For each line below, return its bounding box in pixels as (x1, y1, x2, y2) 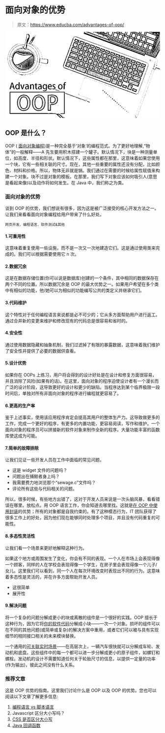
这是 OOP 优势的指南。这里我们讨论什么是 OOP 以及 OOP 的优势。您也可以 (5, 687, 157, 694)
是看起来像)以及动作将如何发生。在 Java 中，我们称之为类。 (5, 180, 127, 185)
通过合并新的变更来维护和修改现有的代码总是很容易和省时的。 (5, 318, 130, 324)
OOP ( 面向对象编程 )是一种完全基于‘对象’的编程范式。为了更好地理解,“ (5, 143, 146, 149)
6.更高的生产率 (5, 402, 35, 408)
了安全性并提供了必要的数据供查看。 (5, 348, 79, 354)
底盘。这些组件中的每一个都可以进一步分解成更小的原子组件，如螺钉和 (18, 649, 160, 655)
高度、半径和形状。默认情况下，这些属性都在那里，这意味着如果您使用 (18, 155, 160, 161)
